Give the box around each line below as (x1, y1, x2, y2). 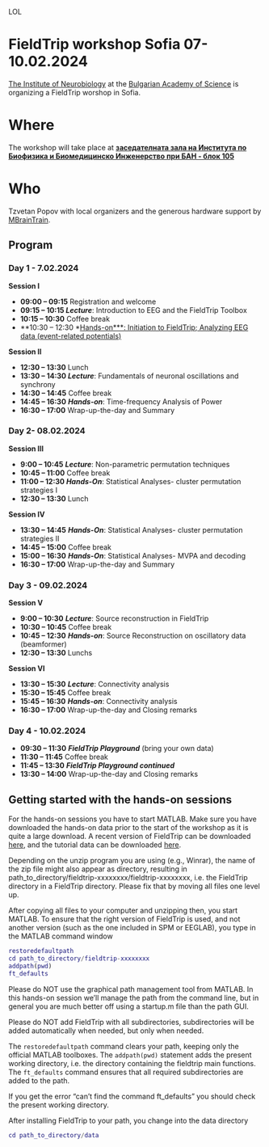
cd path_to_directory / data (8, 1131, 99, 1139)
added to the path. (8, 1075, 70, 1086)
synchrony (19, 379, 56, 389)
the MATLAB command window (8, 931, 113, 941)
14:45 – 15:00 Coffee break (19, 542, 111, 552)
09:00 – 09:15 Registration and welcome (19, 297, 157, 306)
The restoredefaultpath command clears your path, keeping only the (8, 1041, 240, 1051)
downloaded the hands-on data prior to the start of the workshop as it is (8, 823, 249, 833)
